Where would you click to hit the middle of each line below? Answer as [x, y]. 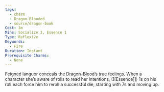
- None [16, 60]
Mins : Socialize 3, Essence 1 [36, 32]
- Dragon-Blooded [27, 19]
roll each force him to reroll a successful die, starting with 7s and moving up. [82, 85]
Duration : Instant [24, 51]
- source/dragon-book [32, 23]
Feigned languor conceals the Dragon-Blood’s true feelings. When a [73, 74]
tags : [11, 10]
